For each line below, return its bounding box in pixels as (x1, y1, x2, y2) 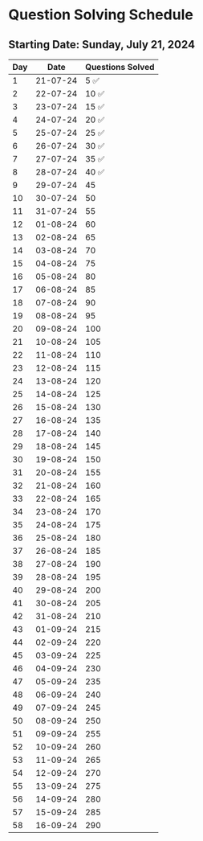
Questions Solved (85, 62, 155, 72)
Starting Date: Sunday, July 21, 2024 (8, 38, 195, 51)
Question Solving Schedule (8, 6, 194, 24)
